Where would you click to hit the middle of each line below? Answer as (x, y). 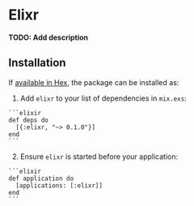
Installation (37, 63)
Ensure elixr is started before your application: (99, 157)
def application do (41, 178)
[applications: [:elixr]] (59, 185)
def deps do (28, 120)
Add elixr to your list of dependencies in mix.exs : (103, 98)
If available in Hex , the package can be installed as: (94, 82)
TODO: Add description (48, 37)
